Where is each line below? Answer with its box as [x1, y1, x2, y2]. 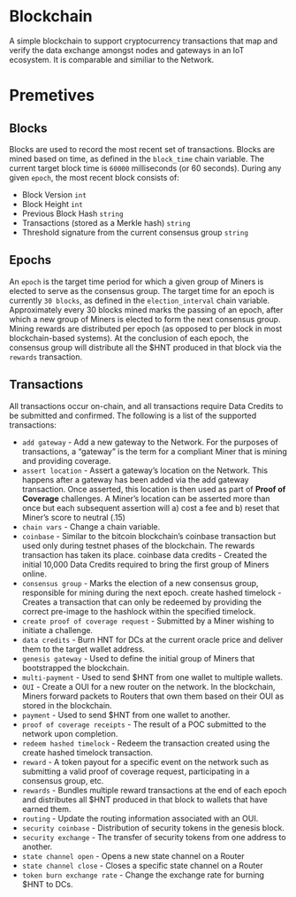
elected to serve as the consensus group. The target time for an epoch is [9, 285, 275, 296]
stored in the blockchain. [21, 700, 112, 710]
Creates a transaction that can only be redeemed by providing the [21, 596, 262, 607]
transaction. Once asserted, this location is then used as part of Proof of [21, 483, 286, 494]
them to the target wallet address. [21, 644, 146, 654]
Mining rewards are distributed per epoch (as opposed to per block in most [9, 323, 283, 334]
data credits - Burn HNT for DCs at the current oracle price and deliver [21, 634, 284, 645]
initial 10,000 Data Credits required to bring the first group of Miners [21, 559, 269, 569]
